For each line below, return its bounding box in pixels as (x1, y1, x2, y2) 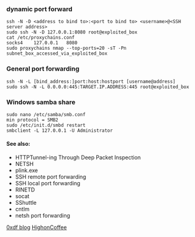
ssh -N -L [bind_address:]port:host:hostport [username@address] (6, 78, 175, 84)
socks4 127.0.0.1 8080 (6, 40, 78, 46)
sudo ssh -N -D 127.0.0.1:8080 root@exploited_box (6, 29, 138, 35)
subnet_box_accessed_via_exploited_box (6, 50, 108, 57)
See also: (6, 140, 30, 148)
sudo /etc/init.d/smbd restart (6, 122, 86, 128)
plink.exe (15, 167, 38, 174)
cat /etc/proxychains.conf (6, 35, 75, 41)
